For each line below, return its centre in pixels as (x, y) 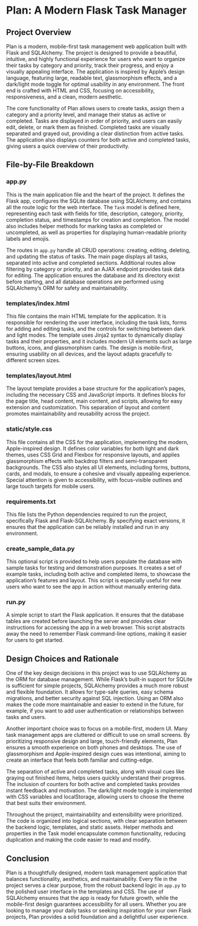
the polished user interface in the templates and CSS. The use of (85, 892)
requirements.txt (31, 502)
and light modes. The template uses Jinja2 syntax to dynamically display (94, 335)
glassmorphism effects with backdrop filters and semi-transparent (87, 461)
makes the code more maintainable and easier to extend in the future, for (95, 705)
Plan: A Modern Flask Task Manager (97, 10)
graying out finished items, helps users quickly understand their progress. (96, 778)
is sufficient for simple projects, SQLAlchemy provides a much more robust (98, 686)
